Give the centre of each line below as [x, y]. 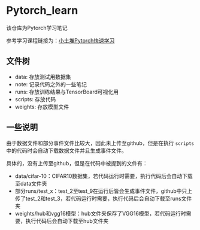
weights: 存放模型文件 [42, 107]
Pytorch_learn [42, 10]
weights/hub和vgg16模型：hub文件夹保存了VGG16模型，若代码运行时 [101, 213]
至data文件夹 [31, 183]
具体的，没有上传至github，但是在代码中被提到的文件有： [77, 163]
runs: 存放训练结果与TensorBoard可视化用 [66, 92]
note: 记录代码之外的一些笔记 [51, 84]
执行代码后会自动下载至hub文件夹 [67, 221]
